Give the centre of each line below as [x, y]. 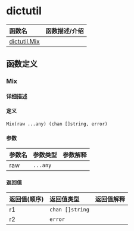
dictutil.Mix [24, 41]
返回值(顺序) [27, 199]
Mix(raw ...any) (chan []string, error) [57, 124]
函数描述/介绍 [65, 31]
